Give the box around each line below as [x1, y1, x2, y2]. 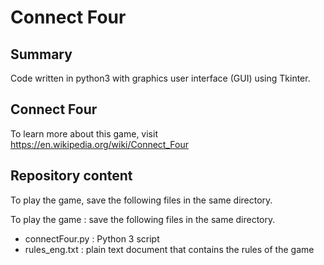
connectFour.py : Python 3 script [24, 232, 160, 245]
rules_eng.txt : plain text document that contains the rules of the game [24, 243, 315, 255]
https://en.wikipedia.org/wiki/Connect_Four [10, 138, 189, 150]
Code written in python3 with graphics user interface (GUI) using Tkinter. [10, 72, 311, 84]
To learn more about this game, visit [10, 127, 158, 140]
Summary [10, 46, 73, 63]
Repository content [10, 167, 133, 185]
